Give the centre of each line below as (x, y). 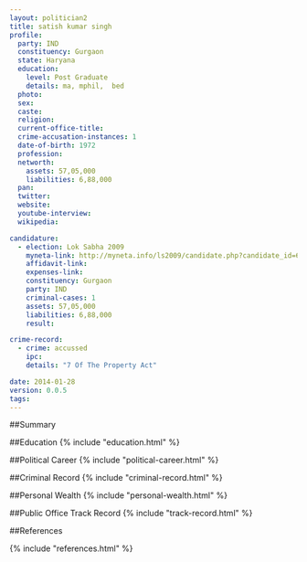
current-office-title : (61, 129)
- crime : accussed (53, 348)
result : (40, 323)
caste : (30, 111)
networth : (36, 162)
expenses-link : (55, 272)
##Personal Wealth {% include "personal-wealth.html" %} (119, 495)
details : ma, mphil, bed (75, 86)
